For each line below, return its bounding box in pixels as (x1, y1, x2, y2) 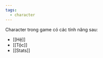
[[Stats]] (12, 47, 31, 53)
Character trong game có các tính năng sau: (5, 26, 98, 32)
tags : (5, 7, 17, 13)
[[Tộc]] (12, 42, 28, 48)
